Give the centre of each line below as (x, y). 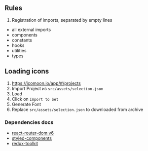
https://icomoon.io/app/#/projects (46, 83)
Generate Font (26, 104)
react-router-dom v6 (33, 133)
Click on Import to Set (35, 99)
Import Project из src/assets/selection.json (57, 88)
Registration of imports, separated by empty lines (62, 20)
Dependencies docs (29, 122)
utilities (19, 50)
